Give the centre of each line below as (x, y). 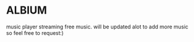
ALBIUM (27, 10)
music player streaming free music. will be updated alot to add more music (97, 27)
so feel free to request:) (35, 33)
